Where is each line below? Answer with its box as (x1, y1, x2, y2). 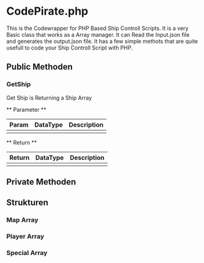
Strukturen (6, 198, 49, 208)
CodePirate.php (6, 4, 89, 18)
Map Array (6, 216, 38, 224)
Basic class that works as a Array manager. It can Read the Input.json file (6, 31, 190, 38)
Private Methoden (6, 177, 76, 187)
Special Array (6, 249, 48, 257)
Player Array (6, 232, 45, 241)
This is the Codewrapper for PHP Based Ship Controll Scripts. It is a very (6, 24, 189, 32)
